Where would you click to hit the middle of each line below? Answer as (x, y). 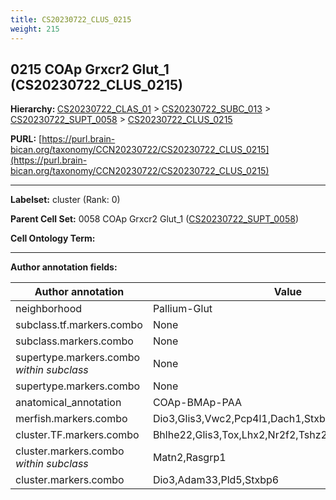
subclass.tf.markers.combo (79, 325)
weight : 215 (35, 29)
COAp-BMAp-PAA (197, 403)
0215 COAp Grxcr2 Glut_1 (90, 69)
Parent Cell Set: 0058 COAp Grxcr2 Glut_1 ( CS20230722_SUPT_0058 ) (155, 219)
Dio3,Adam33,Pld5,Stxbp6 (216, 480)
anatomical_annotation (68, 403)
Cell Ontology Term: (53, 238)
